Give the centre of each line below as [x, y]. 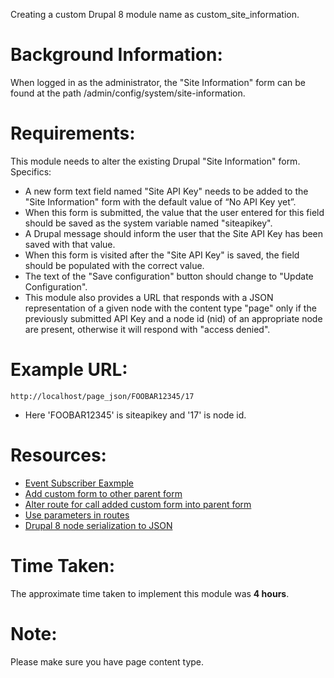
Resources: [58, 455]
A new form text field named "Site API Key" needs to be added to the [166, 191]
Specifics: [31, 171]
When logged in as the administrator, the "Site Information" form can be [158, 82]
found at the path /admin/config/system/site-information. [128, 93]
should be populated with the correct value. [114, 265]
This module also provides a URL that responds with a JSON [149, 297]
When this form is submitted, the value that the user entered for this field [174, 212]
